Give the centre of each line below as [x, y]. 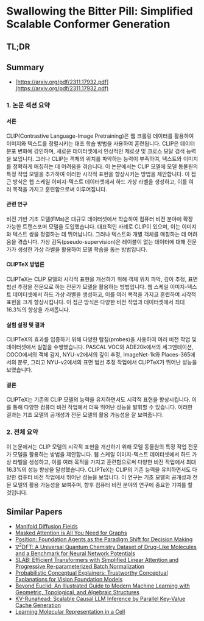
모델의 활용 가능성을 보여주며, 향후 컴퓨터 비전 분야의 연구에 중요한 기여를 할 [103, 484]
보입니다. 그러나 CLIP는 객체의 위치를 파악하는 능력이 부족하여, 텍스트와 [97, 158]
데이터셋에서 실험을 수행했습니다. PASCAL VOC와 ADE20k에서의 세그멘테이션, [100, 347]
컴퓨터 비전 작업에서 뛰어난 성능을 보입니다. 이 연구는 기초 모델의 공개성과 [104, 477]
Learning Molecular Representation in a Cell [70, 612]
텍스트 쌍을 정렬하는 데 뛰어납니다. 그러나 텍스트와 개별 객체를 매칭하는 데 [100, 234]
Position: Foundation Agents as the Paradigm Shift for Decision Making [104, 539]
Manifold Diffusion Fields [46, 527]
